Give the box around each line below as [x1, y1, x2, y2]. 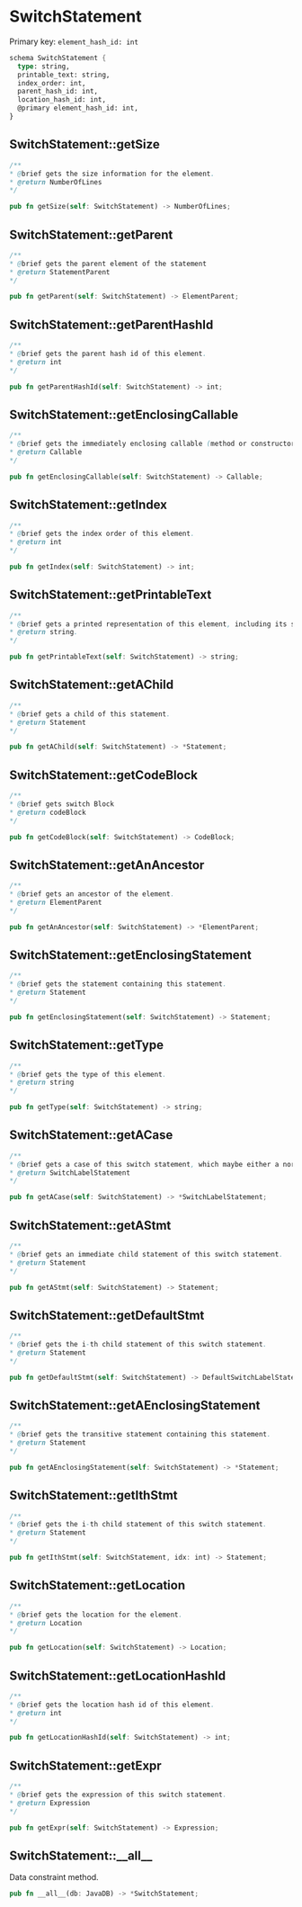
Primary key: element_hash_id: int [9, 36, 139, 47]
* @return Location [9, 1618, 83, 1627]
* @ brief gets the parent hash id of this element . [9, 349, 207, 358]
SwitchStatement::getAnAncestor [9, 857, 205, 873]
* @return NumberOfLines [9, 177, 102, 186]
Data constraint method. [9, 1872, 99, 1883]
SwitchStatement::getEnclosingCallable [9, 407, 239, 422]
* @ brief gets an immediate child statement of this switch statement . [9, 1249, 283, 1258]
